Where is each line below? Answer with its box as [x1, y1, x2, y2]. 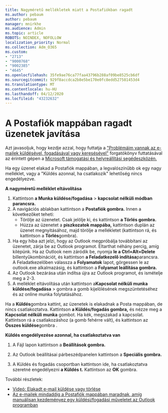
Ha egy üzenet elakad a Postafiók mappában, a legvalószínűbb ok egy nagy [5, 165, 161, 171]
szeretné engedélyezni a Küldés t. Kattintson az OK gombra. [12, 367, 137, 373]
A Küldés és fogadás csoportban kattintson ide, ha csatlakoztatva [12, 361, 147, 367]
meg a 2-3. [12, 276, 35, 282]
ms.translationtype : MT [5, 82, 55, 87]
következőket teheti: [12, 211, 54, 217]
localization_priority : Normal [5, 40, 70, 45]
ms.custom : [5, 49, 28, 54]
